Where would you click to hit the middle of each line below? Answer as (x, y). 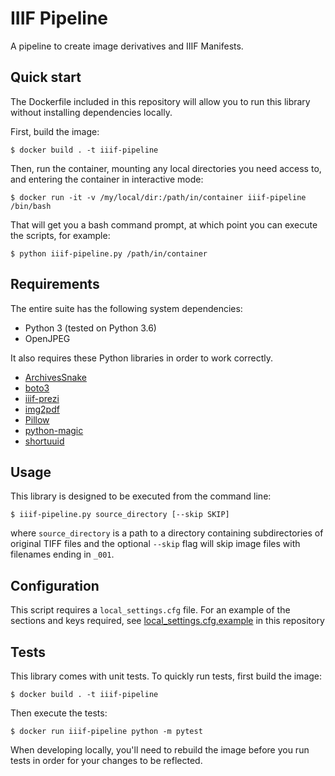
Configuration (55, 585)
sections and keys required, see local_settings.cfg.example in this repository (167, 621)
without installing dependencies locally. (91, 112)
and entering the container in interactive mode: (107, 179)
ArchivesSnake (55, 377)
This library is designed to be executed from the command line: (141, 496)
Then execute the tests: (59, 713)
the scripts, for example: (60, 235)
